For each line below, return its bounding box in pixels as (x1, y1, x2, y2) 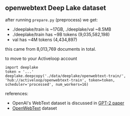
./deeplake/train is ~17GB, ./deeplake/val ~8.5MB (12, 26, 111, 32)
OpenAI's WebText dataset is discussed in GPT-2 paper (12, 100, 125, 106)
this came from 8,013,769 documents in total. (5, 46, 97, 52)
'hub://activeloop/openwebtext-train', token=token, (5, 77, 115, 82)
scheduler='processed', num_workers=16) (5, 82, 89, 87)
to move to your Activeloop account (5, 56, 78, 61)
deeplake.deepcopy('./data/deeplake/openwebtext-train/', (5, 73, 126, 78)
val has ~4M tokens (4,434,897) (12, 37, 78, 42)
